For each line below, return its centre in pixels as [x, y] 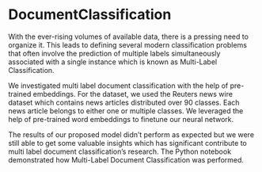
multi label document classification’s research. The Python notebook [120, 151]
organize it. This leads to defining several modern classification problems [128, 44]
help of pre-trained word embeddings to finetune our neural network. [121, 119]
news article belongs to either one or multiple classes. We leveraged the [126, 111]
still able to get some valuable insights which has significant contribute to [127, 143]
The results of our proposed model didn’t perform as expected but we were [131, 134]
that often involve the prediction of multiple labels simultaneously [114, 53]
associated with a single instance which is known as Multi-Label [113, 62]
